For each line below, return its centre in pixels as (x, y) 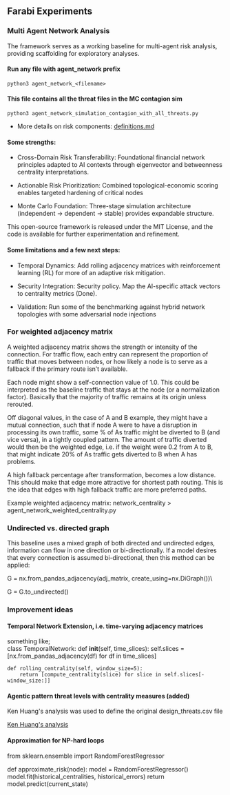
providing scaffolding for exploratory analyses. (73, 53)
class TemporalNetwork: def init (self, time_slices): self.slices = (96, 649)
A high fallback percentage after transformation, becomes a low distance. (112, 474)
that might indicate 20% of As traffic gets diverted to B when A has (102, 454)
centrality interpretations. (53, 172)
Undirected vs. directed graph (59, 528)
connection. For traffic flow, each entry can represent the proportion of (108, 354)
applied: (19, 565)
